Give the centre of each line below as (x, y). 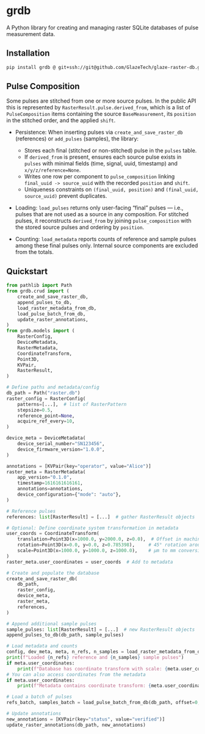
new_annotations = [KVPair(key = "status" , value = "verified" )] (86, 719)
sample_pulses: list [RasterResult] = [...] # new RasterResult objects (101, 630)
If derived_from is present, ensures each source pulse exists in (103, 157)
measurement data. (31, 34)
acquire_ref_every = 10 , (46, 421)
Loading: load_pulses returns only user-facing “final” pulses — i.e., (99, 208)
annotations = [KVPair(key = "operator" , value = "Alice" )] (79, 466)
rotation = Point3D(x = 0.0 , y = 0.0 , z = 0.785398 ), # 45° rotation (102, 545)
